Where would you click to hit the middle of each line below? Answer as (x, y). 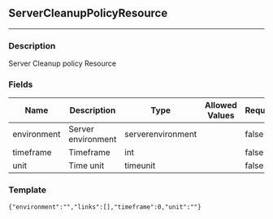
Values (221, 115)
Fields (21, 84)
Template (28, 190)
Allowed (221, 105)
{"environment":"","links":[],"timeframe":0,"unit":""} (105, 207)
